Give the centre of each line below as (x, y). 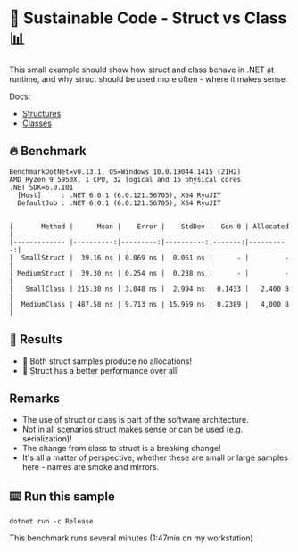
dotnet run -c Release (51, 522)
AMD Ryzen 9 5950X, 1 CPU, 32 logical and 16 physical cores (125, 179)
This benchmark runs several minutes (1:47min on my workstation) (132, 538)
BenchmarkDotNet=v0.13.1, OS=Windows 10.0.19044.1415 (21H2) (125, 172)
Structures (41, 113)
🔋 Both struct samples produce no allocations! (107, 361)
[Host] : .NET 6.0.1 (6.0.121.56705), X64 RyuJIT (119, 195)
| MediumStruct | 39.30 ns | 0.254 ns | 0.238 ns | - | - (149, 273)
